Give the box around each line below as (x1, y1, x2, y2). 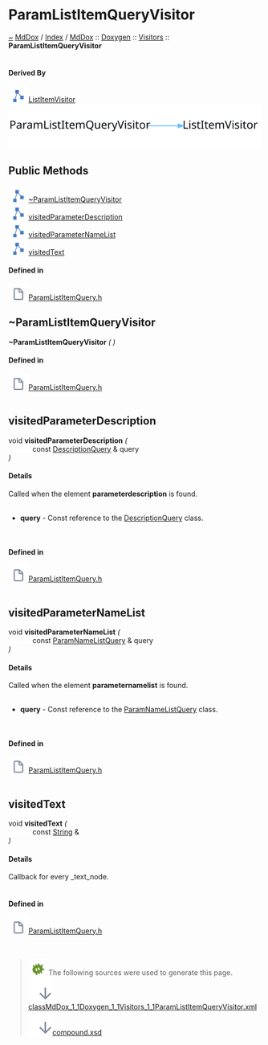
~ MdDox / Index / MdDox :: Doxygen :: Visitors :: (8, 32, 170, 42)
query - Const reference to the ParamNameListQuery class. (19, 705, 218, 715)
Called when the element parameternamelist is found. (8, 681, 189, 691)
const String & (32, 827, 79, 837)
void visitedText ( (8, 818, 67, 829)
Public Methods (8, 164, 89, 178)
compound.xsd (51, 1027, 103, 1037)
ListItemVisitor (28, 95, 76, 104)
